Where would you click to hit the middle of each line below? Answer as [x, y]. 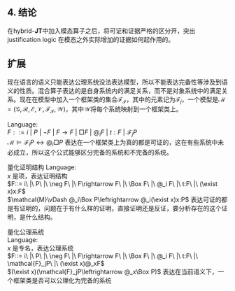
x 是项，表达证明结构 [37, 176]
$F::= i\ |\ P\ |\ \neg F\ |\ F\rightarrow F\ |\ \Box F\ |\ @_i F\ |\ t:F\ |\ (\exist [113, 183]
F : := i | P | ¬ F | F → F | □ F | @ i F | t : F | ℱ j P [72, 133]
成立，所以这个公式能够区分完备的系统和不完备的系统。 [93, 152]
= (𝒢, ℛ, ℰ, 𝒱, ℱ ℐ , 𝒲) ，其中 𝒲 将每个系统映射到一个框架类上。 [95, 110]
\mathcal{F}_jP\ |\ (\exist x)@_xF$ [56, 263]
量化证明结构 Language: [42, 167]
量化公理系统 [26, 232]
